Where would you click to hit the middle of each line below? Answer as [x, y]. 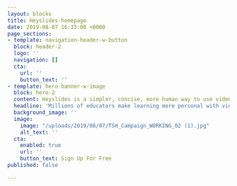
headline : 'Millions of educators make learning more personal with [116, 106]
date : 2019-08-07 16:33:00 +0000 [56, 27]
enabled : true [41, 146]
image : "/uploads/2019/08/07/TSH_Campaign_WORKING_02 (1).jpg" [115, 126]
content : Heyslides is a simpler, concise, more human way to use [113, 100]
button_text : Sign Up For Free [66, 159]
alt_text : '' [39, 132]
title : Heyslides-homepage [47, 21]
